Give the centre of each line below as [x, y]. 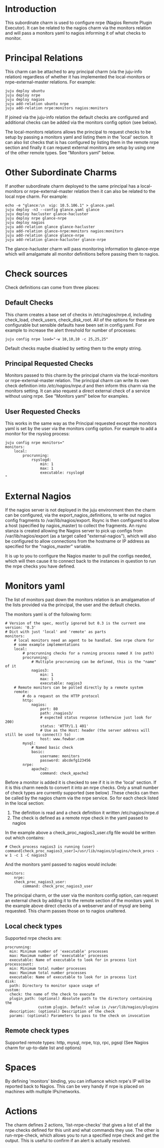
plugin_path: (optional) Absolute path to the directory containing [81, 998]
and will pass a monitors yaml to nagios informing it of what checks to [75, 33]
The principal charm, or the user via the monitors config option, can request [82, 895]
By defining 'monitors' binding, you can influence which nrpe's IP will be [78, 1081]
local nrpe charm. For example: [36, 196]
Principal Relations [44, 58]
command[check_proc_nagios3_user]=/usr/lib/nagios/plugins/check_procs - [82, 851]
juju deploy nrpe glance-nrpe [36, 218]
